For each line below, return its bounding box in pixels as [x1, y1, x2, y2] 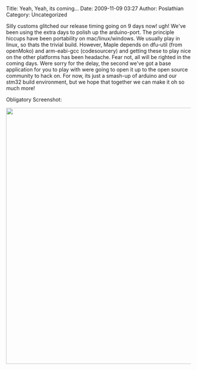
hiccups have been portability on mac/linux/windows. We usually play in [6, 35, 181, 42]
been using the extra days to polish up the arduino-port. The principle [6, 29, 175, 36]
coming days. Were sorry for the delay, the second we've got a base [6, 60, 171, 67]
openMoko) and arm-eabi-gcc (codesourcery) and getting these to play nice [6, 47, 191, 54]
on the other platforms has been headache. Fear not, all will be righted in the [6, 54, 191, 60]
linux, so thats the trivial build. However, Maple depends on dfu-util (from [6, 41, 183, 48]
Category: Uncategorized [6, 11, 67, 18]
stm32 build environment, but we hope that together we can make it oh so [6, 78, 185, 85]
